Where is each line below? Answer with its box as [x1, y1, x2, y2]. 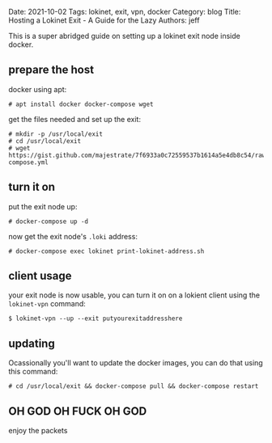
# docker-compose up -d [8, 217, 89, 226]
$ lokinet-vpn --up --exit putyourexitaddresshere [8, 314, 183, 323]
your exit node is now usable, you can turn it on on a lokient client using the [8, 290, 261, 300]
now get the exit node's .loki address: [8, 231, 138, 241]
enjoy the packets [8, 426, 68, 436]
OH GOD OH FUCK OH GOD [8, 404, 147, 418]
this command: [8, 367, 58, 377]
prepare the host [8, 63, 95, 77]
